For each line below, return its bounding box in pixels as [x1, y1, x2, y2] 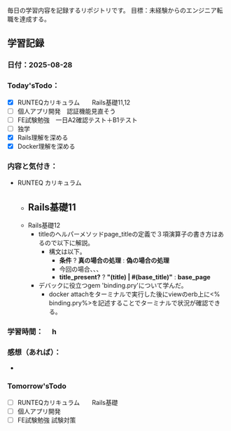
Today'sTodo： [7, 81, 59, 91]
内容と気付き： [7, 161, 58, 171]
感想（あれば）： [7, 347, 62, 357]
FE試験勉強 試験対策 [17, 416, 76, 424]
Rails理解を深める [17, 133, 69, 142]
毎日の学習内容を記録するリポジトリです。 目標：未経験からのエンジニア [7, 6, 217, 14]
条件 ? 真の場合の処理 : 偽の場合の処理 [59, 256, 169, 265]
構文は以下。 [48, 248, 86, 256]
